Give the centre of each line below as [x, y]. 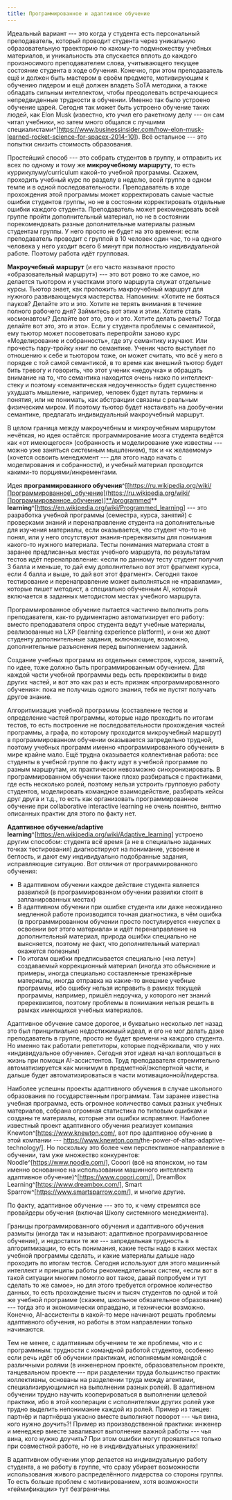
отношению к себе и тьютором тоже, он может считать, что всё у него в [115, 355]
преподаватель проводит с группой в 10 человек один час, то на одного [114, 238]
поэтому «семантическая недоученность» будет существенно [124, 385]
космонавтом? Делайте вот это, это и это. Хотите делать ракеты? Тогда [114, 318]
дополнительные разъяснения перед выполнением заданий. [98, 646]
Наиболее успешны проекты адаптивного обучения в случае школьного [115, 1088]
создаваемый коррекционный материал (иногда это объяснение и [116, 966]
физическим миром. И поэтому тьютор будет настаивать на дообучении [115, 407]
